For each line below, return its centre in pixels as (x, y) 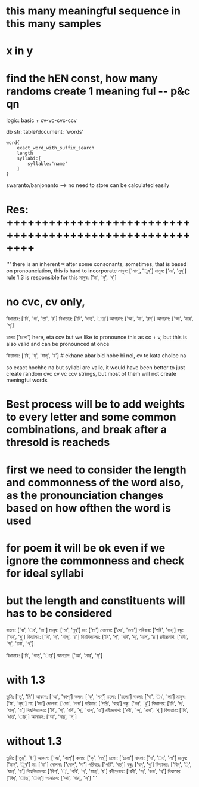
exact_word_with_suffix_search (56, 148)
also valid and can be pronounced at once (58, 344)
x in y (20, 51)
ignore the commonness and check (95, 561)
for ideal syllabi (45, 573)
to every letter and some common (91, 417)
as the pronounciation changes (85, 495)
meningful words (27, 380)
